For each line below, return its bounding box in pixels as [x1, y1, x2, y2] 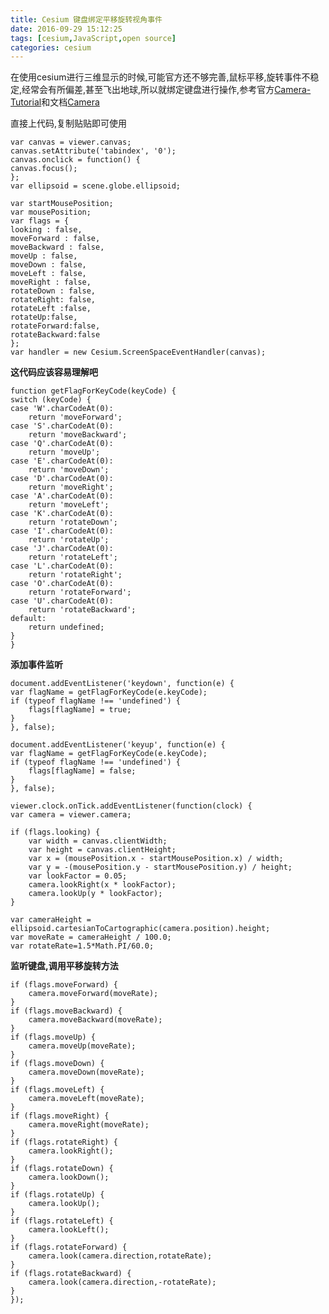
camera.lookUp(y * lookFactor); [28, 889, 163, 899]
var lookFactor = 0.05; [28, 871, 128, 881]
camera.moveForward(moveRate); [28, 989, 159, 999]
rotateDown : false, [10, 286, 97, 296]
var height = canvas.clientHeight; [28, 845, 177, 855]
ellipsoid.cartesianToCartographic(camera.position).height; [10, 924, 271, 934]
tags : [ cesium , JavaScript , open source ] [10, 33, 177, 43]
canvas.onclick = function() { [10, 155, 141, 165]
